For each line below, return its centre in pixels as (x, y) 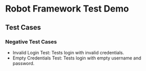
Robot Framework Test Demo (67, 9)
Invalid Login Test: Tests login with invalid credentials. (68, 52)
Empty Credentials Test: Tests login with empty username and (77, 58)
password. (23, 63)
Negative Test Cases (31, 42)
